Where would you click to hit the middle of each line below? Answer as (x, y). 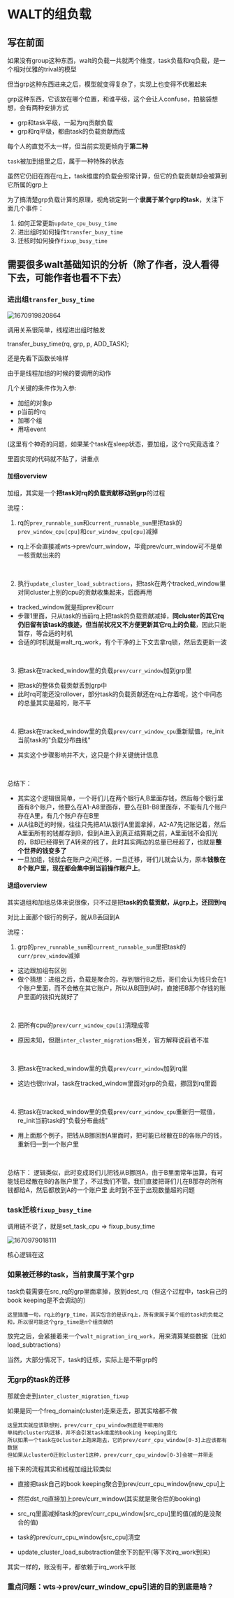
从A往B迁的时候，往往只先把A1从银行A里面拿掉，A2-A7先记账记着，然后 (122, 824)
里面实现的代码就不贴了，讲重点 (53, 458)
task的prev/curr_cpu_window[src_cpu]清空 (79, 1537)
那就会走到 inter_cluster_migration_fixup (68, 1396)
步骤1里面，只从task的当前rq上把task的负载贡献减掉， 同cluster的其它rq (121, 616)
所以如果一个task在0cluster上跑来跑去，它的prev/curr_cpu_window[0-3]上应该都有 (117, 1440)
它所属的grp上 (28, 185)
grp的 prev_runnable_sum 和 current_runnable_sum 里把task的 (102, 947)
